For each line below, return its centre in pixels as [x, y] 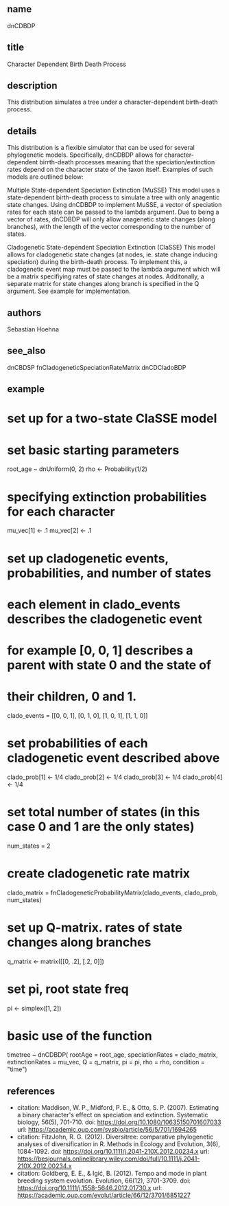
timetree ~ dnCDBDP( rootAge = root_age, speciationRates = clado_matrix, [112, 1055]
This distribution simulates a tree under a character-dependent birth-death [112, 102]
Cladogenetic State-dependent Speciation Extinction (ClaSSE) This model [111, 248]
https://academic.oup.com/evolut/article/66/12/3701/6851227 [104, 1195]
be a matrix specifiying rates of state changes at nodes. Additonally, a [106, 276]
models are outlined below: [45, 177]
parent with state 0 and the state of [109, 665]
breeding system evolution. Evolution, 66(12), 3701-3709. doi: [104, 1181]
